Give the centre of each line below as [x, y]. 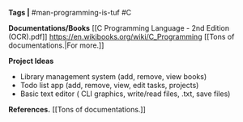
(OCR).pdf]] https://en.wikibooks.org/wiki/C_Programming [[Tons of [122, 37]
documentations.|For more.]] [56, 45]
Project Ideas [31, 61]
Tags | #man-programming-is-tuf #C [70, 13]
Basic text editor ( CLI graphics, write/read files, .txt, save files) [125, 94]
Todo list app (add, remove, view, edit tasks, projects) [109, 85]
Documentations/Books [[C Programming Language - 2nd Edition [119, 28]
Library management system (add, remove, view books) [113, 76]
